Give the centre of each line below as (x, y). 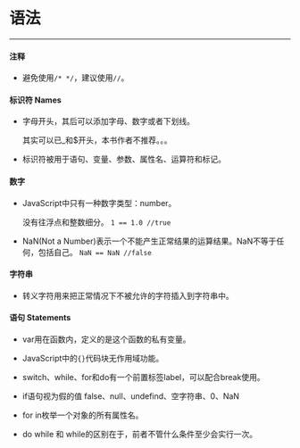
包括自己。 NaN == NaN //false (95, 252)
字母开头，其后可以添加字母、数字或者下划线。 (108, 121)
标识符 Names (36, 100)
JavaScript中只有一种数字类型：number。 (99, 203)
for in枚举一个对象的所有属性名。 (83, 415)
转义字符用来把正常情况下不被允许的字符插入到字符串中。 (128, 295)
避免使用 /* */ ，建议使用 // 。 (75, 78)
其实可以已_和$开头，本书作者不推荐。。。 (97, 140)
